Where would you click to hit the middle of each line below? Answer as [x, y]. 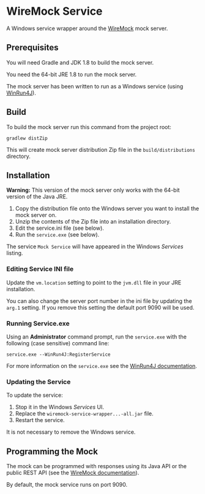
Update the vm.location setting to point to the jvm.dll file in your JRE [94, 282]
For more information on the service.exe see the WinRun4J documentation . [102, 366]
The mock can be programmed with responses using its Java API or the [97, 466]
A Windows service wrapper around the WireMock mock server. [87, 28]
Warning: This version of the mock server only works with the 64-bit [93, 190]
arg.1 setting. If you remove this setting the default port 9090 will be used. [100, 307]
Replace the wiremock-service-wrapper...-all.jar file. [84, 414]
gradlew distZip [27, 138]
